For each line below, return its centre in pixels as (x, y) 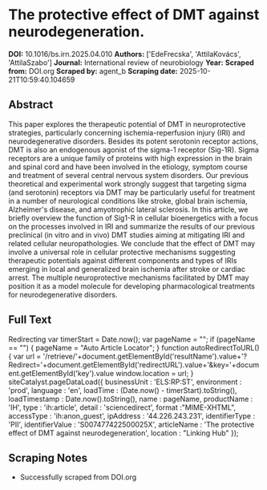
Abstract (31, 105)
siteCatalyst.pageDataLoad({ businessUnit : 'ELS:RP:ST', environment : (125, 382)
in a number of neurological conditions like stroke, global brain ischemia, (128, 200)
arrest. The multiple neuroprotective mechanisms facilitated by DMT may (129, 277)
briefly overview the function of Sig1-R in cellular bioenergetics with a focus (133, 217)
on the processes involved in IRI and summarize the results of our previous (131, 226)
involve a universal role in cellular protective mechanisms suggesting (122, 252)
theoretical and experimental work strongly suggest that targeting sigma (127, 184)
